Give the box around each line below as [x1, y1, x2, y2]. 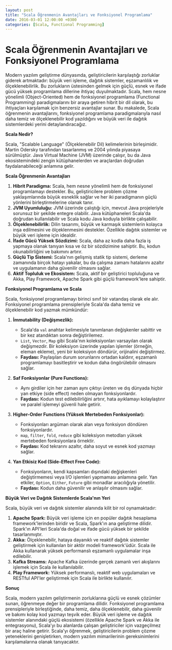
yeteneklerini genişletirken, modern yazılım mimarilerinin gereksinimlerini [5, 634, 160, 640]
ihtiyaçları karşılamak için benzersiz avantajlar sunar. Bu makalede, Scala [5, 105, 159, 111]
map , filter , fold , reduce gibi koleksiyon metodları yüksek [20, 432, 143, 438]
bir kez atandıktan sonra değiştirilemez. [20, 332, 104, 339]
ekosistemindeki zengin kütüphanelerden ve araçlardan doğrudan [5, 157, 144, 164]
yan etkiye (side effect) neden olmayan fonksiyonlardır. [20, 391, 137, 397]
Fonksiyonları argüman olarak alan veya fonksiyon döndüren [20, 421, 148, 428]
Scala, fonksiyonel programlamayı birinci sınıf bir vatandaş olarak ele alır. [5, 296, 159, 302]
